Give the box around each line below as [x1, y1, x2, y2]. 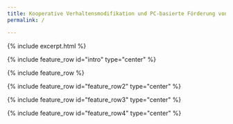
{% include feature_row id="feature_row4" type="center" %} [7, 109, 182, 117]
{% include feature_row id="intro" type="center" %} [7, 55, 157, 63]
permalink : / [7, 17, 45, 24]
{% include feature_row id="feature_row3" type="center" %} [7, 95, 182, 104]
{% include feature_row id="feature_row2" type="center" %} [7, 82, 182, 90]
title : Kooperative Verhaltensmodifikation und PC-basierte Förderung [7, 10, 216, 17]
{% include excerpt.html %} [7, 42, 87, 50]
